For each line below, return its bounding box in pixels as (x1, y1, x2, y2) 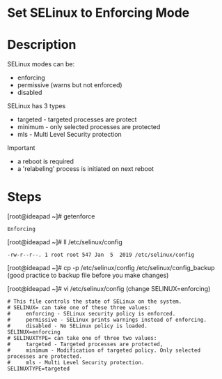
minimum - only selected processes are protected (17, 123, 161, 131)
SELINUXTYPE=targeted (7, 365, 70, 373)
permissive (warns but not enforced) (17, 81, 123, 89)
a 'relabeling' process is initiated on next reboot (17, 165, 154, 173)
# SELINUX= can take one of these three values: (7, 304, 151, 311)
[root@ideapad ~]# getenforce (7, 212, 95, 221)
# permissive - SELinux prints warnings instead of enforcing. (7, 316, 207, 324)
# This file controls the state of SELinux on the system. (7, 298, 182, 305)
